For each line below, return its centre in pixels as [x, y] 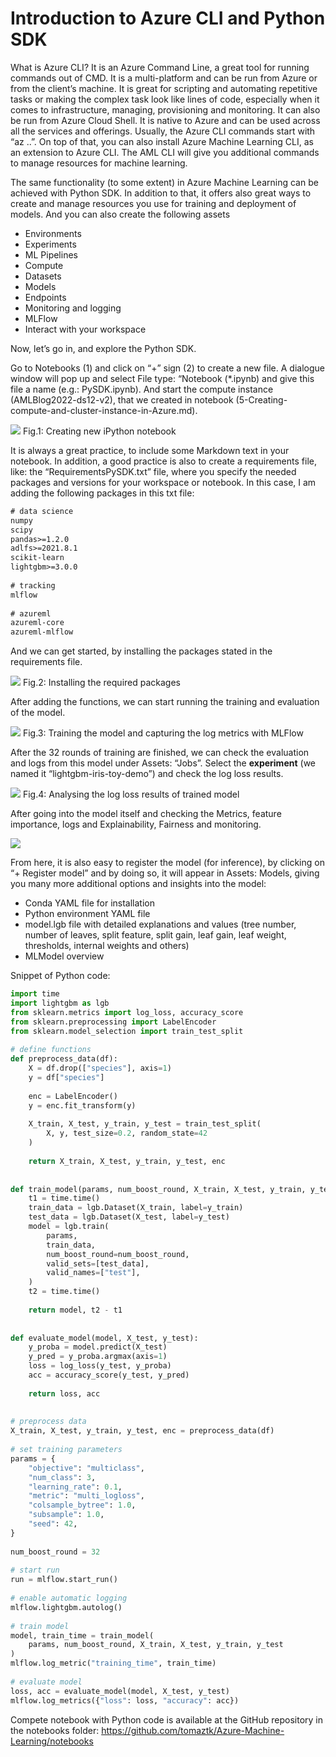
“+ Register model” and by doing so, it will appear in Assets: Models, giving [165, 873]
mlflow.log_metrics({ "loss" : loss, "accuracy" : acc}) [125, 1700]
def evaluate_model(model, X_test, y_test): [104, 1338]
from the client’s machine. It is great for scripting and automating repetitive [164, 88]
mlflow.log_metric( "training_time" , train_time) [113, 1663]
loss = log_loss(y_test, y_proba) [100, 1366]
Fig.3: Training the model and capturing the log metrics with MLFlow [163, 733]
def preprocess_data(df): [64, 1059]
